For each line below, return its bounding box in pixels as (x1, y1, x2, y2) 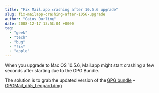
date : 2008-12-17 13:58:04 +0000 (5, 21, 74, 26)
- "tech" (9, 35, 28, 40)
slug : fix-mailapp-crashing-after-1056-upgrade (5, 12, 106, 17)
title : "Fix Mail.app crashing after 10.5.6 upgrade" (5, 7, 119, 12)
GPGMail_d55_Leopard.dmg (5, 82, 62, 88)
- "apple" (9, 48, 30, 53)
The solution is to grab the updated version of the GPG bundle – (5, 77, 135, 83)
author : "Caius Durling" (5, 16, 56, 21)
